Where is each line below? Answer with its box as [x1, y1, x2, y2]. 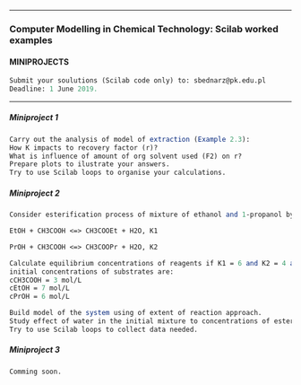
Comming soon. [9, 367, 63, 376]
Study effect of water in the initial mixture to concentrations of [9, 317, 271, 326]
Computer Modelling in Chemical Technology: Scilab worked [9, 22, 279, 35]
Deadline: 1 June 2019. [9, 84, 99, 93]
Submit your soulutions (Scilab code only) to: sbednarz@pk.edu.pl [9, 76, 267, 85]
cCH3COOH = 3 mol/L [9, 276, 82, 284]
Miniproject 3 [9, 345, 60, 355]
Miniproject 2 [9, 188, 60, 198]
